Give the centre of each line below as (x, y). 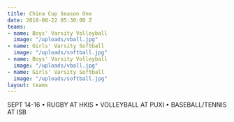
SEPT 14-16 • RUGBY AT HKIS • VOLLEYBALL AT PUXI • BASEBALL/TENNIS (117, 105)
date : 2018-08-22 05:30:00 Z (50, 20)
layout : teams (28, 85)
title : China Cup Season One (50, 14)
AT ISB (17, 112)
